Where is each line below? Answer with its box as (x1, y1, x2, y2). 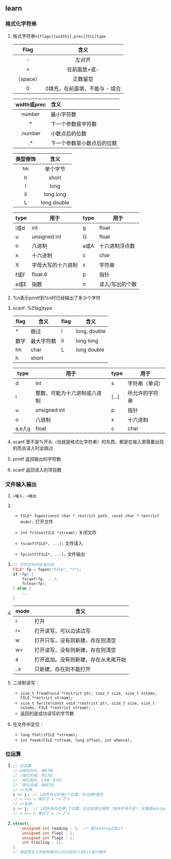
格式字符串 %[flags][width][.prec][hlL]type (12, 33, 106, 39)
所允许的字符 (127, 389, 159, 396)
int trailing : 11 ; (22, 840, 64, 845)
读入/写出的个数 (99, 280, 137, 288)
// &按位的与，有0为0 (12, 768, 53, 773)
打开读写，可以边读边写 (34, 627, 91, 634)
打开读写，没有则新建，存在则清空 (34, 646, 116, 653)
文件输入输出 (5, 481, 37, 488)
